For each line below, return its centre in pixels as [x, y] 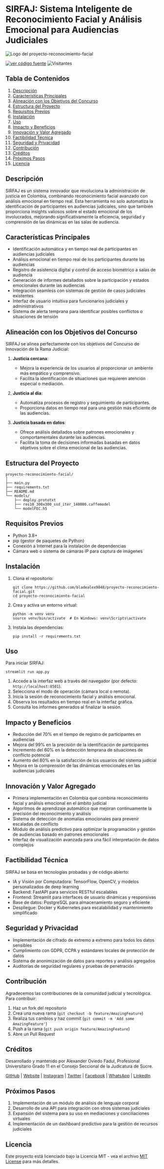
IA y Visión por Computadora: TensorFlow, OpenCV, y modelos [76, 881]
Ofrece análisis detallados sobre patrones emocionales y [77, 432]
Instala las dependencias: [38, 627]
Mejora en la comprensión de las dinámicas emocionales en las [76, 766]
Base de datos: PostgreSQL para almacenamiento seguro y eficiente [81, 902]
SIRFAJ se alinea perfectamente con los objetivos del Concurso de [72, 344]
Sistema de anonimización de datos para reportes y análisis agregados [84, 961]
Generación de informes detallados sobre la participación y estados [81, 280]
